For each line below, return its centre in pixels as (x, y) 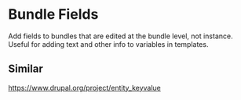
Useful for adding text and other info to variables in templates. (108, 44)
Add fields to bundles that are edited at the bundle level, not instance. (120, 36)
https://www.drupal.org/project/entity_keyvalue (84, 87)
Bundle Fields (53, 14)
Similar (26, 69)
